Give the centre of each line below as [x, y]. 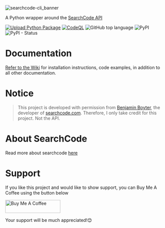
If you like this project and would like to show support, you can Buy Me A [81, 187]
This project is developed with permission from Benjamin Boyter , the [89, 107]
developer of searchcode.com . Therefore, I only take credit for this [87, 113]
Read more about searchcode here [42, 153]
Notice [19, 93]
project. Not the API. [39, 118]
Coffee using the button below [37, 192]
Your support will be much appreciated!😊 [49, 220]
